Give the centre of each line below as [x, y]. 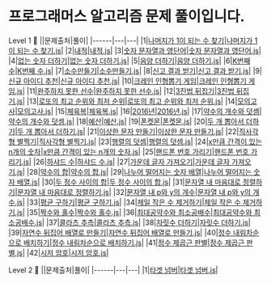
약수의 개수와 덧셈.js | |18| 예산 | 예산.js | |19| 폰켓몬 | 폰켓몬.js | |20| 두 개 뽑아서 [126, 121]
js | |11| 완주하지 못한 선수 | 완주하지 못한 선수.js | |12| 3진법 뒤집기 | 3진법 [125, 91]
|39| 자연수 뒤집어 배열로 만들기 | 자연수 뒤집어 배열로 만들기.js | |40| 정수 [120, 232]
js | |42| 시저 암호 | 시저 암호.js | [63, 252]
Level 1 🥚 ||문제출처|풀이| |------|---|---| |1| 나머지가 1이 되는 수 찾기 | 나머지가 [131, 40]
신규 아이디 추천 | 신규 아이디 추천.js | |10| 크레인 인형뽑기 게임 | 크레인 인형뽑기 [127, 81]
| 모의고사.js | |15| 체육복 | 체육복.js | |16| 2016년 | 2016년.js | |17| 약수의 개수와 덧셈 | [138, 111]
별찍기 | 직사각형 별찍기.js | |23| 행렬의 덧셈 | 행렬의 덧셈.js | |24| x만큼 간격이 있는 [140, 141]
